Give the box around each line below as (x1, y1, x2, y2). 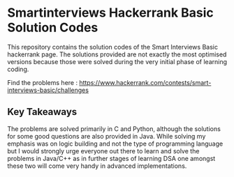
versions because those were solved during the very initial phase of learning (7, 57, 227, 66)
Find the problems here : (7, 78, 78, 86)
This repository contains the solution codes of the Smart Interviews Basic (7, 43, 219, 51)
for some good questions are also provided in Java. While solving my (7, 132, 206, 140)
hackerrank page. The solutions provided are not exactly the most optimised (7, 50, 227, 59)
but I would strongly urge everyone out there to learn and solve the (7, 146, 200, 155)
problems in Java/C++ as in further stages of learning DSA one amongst (7, 154, 216, 162)
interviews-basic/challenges (7, 86, 89, 94)
